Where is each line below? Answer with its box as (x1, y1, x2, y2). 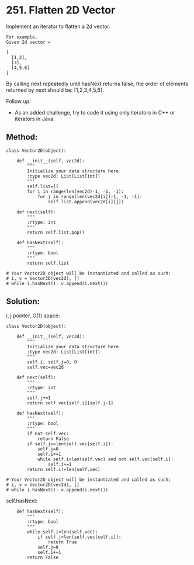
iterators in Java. (14, 115, 56, 122)
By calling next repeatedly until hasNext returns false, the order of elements (6, 80, 189, 87)
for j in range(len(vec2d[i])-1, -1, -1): (37, 193, 143, 199)
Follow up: (6, 98, 31, 105)
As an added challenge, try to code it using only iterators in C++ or (14, 109, 175, 116)
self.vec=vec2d (27, 364, 64, 370)
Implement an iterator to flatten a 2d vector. (6, 23, 111, 30)
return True (47, 539, 77, 545)
